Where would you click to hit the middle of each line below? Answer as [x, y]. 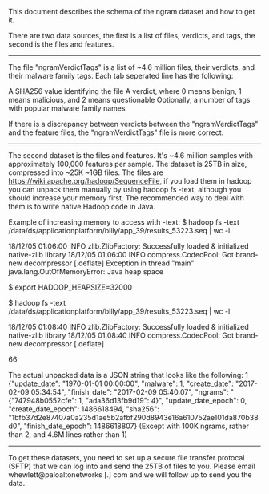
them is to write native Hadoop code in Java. [82, 207]
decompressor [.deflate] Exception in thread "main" [109, 263]
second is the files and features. [61, 44]
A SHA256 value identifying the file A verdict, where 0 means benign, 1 [125, 91]
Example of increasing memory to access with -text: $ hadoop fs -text [124, 222]
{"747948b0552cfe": [43, 401]
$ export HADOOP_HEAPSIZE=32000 [70, 287]
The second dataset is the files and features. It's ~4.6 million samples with [131, 155]
